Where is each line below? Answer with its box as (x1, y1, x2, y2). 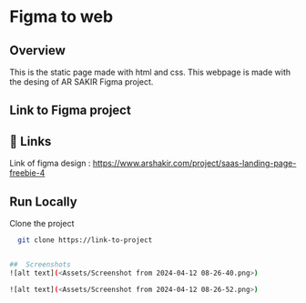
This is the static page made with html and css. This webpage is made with (9, 66, 291, 77)
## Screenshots (9, 259, 71, 269)
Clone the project (9, 218, 75, 229)
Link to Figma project (9, 103, 132, 118)
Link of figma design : (9, 157, 91, 169)
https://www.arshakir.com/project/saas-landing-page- (92, 157, 297, 169)
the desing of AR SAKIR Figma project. (9, 76, 154, 87)
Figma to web (9, 6, 114, 27)
